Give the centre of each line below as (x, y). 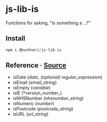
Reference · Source (36, 65)
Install (15, 38)
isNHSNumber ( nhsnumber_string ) (48, 98)
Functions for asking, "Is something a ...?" (48, 23)
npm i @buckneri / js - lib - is (34, 50)
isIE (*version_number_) (37, 93)
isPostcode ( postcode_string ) (43, 109)
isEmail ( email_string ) (35, 82)
